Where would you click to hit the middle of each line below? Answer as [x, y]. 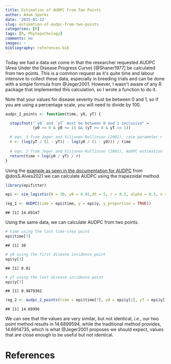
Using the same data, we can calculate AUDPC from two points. [72, 222]
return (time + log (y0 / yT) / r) [45, 156]
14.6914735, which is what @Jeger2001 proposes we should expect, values [84, 329]
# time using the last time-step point [48, 232]
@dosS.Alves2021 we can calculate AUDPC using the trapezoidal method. [83, 176]
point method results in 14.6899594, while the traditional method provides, [83, 324]
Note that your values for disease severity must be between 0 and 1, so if [82, 99]
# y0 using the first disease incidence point [55, 254]
